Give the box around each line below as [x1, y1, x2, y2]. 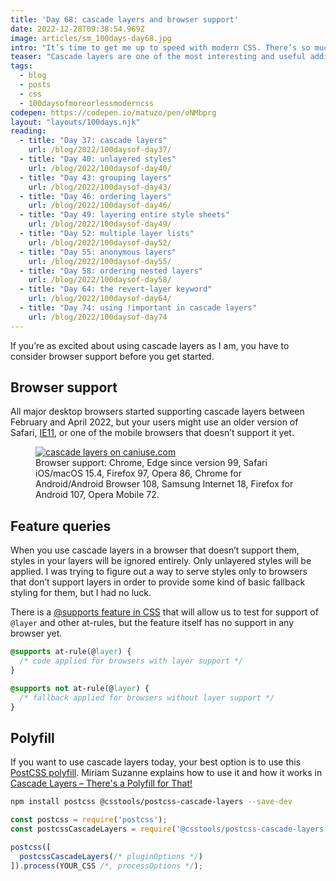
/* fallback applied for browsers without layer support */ [19, 692, 275, 703]
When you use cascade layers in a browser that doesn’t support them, [10, 544, 300, 556]
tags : [10, 61, 33, 71]
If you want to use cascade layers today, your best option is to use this [10, 756, 302, 768]
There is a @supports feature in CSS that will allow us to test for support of [10, 606, 319, 618]
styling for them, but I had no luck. [10, 587, 152, 599]
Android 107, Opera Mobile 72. [35, 489, 160, 501]
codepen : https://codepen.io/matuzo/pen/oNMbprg [10, 107, 217, 118]
